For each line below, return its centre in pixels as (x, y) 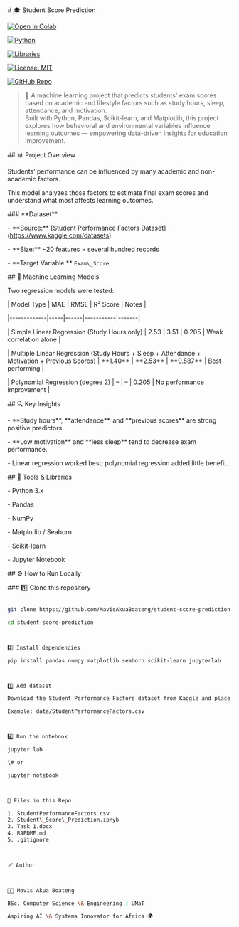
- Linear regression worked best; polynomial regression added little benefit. (118, 463)
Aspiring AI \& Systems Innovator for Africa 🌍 (80, 916)
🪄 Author (21, 865)
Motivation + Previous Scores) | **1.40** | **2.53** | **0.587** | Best (115, 361)
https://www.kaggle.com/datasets (59, 235)
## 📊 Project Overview (42, 155)
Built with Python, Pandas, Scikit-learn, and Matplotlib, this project (122, 118)
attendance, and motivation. (66, 110)
